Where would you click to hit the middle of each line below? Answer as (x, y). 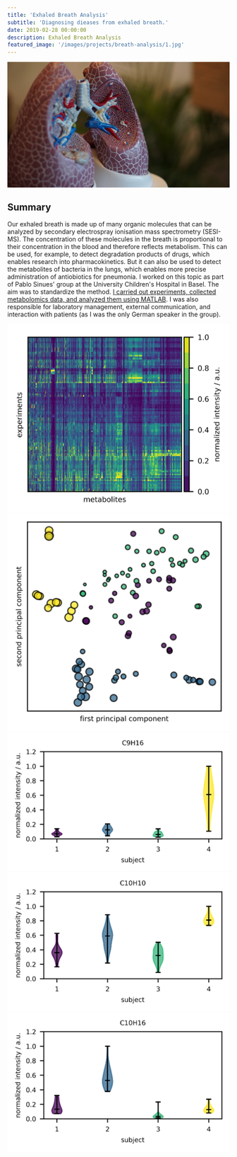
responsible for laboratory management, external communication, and (109, 307)
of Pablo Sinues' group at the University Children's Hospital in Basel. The (113, 284)
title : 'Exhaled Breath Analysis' (58, 15)
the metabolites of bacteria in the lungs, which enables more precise (107, 270)
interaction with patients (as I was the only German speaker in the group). (114, 314)
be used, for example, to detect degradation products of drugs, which (109, 254)
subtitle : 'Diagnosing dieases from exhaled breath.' (88, 22)
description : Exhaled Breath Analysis (64, 38)
